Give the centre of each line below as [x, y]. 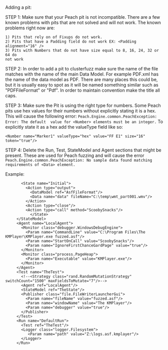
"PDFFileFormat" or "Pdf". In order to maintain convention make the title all [83, 90]
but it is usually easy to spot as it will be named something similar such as [82, 85]
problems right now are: [30, 28]
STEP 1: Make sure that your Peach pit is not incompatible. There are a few [83, 17]
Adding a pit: [18, 7]
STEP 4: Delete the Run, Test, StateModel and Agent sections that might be [83, 150]
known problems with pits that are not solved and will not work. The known [83, 23]
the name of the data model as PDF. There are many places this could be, [81, 80]
